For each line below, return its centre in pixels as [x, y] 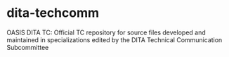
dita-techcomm [53, 13]
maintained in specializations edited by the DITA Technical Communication [115, 39]
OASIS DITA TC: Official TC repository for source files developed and [106, 32]
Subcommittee [28, 47]
